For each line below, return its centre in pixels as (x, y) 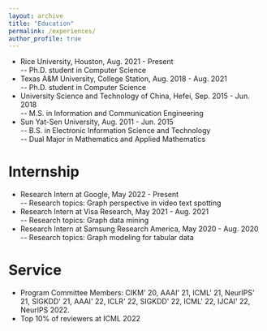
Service (35, 271)
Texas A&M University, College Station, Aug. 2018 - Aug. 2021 (123, 79)
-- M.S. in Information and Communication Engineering (112, 114)
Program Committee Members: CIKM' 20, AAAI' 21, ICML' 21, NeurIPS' (137, 293)
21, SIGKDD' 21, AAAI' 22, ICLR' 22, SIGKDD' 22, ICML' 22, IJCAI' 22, (135, 302)
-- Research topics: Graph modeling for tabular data (107, 238)
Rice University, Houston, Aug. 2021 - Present (97, 62)
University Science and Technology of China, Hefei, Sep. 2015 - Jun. (135, 96)
